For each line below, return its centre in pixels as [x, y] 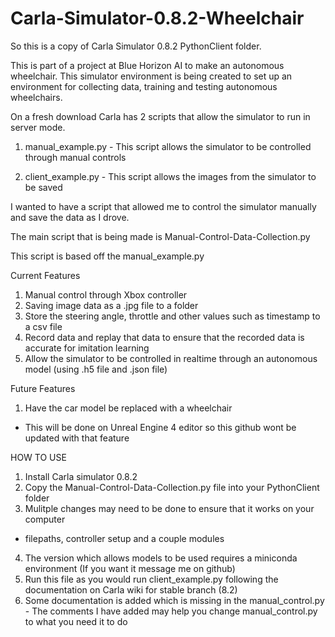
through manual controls [75, 157]
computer [45, 519]
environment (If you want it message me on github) [130, 568]
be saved [43, 187]
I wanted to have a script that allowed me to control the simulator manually [163, 206]
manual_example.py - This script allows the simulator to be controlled [168, 146]
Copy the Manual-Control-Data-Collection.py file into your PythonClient [172, 487]
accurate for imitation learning [87, 348]
